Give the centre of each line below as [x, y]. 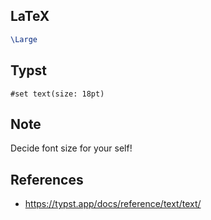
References [47, 179]
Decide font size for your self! [71, 148]
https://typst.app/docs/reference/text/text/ [113, 204]
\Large [24, 39]
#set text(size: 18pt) [57, 94]
